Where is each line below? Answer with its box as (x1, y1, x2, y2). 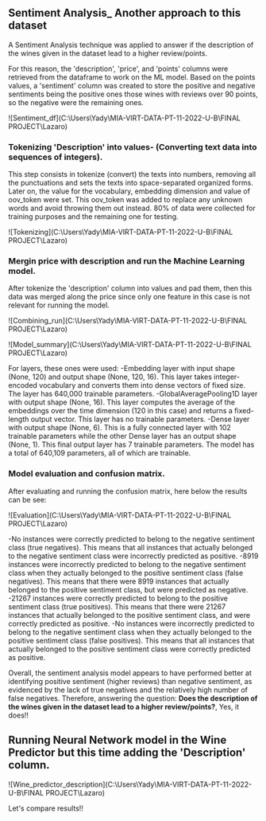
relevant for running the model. (8, 300, 110, 310)
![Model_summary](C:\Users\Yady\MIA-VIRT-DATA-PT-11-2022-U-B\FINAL (8, 340, 252, 350)
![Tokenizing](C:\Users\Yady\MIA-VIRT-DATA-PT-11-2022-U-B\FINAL (8, 227, 233, 237)
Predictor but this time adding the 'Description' (8, 746, 246, 760)
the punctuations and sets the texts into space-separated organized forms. (8, 178, 254, 188)
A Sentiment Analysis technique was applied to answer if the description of (8, 40, 254, 49)
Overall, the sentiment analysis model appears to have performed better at (8, 668, 253, 678)
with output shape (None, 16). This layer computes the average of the (8, 397, 236, 407)
